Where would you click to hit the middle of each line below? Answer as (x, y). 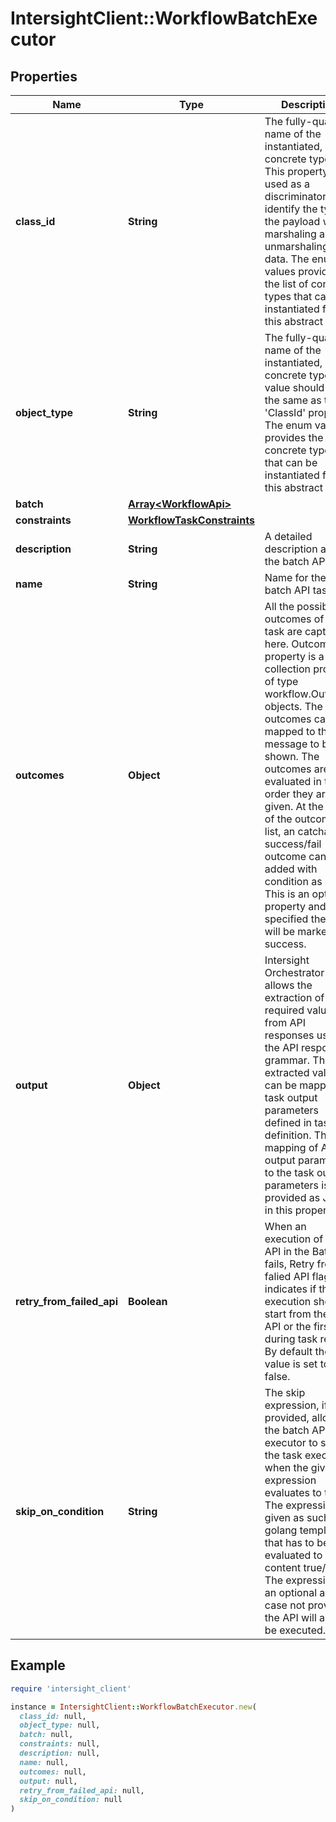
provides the (294, 437)
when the (286, 1467)
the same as (293, 400)
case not (285, 1605)
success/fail (293, 844)
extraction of (294, 997)
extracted (287, 1072)
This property (296, 171)
